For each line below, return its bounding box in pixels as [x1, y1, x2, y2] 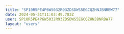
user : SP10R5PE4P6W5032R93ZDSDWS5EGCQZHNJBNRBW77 [5, 16, 113, 21]
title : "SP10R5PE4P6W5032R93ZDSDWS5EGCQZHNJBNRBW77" [5, 7, 120, 12]
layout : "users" [5, 21, 40, 26]
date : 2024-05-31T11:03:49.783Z [5, 12, 74, 17]
